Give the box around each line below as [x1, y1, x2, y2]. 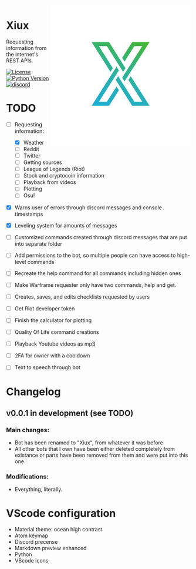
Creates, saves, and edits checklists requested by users [14, 293, 150, 300]
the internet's [6, 51, 39, 58]
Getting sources [23, 159, 63, 166]
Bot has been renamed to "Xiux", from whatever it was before [14, 439, 163, 446]
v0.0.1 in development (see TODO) [6, 408, 134, 418]
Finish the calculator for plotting [14, 317, 92, 324]
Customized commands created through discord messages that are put [14, 233, 188, 240]
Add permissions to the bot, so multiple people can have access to [14, 252, 176, 259]
